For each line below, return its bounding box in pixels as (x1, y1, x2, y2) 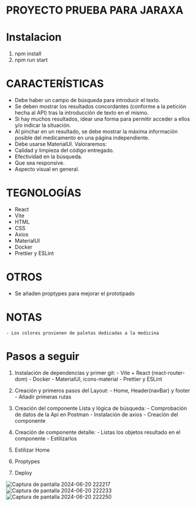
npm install (14, 50, 42, 57)
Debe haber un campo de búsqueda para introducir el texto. (14, 97, 161, 104)
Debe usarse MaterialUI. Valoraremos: (14, 141, 107, 148)
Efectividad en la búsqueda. (14, 153, 82, 160)
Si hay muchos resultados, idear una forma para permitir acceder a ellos (14, 116, 190, 123)
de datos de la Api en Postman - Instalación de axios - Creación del (14, 411, 178, 418)
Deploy (14, 469, 32, 476)
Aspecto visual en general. (14, 166, 79, 173)
